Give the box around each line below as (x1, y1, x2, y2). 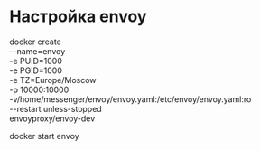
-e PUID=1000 (9, 55, 63, 66)
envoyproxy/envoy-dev (9, 113, 96, 124)
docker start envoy (9, 130, 79, 141)
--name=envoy (9, 45, 66, 56)
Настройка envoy (9, 6, 147, 27)
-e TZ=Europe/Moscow (9, 74, 97, 85)
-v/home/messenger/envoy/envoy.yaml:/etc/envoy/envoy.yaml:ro (9, 93, 252, 105)
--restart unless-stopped (9, 103, 102, 114)
